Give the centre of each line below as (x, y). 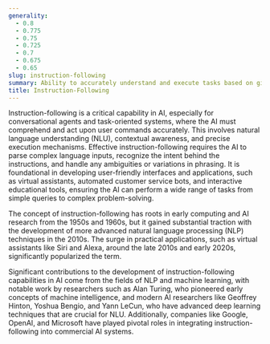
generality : (28, 16)
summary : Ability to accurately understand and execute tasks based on (131, 83)
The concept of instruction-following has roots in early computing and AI (129, 214)
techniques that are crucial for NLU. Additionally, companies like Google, (128, 314)
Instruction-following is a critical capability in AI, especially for (111, 113)
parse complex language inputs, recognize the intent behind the (114, 156)
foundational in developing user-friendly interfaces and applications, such (131, 172)
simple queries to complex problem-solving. (81, 198)
